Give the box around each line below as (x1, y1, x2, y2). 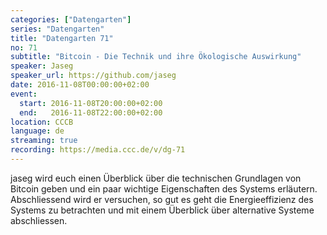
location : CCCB (10, 117, 74, 127)
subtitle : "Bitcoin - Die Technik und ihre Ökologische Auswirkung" (10, 52, 302, 62)
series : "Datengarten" (10, 24, 105, 34)
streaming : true (10, 136, 78, 146)
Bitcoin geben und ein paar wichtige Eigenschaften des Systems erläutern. (10, 182, 318, 195)
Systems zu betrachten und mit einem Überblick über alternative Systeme (10, 204, 315, 216)
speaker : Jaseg (10, 61, 74, 71)
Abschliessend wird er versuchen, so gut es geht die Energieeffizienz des (10, 193, 314, 205)
